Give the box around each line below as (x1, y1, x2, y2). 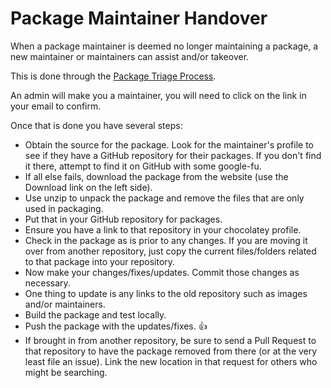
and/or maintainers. (24, 298, 106, 310)
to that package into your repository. (24, 255, 176, 267)
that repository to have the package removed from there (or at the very (24, 345, 318, 357)
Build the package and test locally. (24, 308, 167, 321)
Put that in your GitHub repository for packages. (24, 213, 223, 225)
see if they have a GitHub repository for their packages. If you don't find (24, 149, 322, 161)
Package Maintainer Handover (10, 7, 268, 30)
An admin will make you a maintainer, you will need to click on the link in (10, 89, 307, 101)
